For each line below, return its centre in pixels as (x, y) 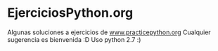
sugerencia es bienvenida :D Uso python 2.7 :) (74, 39)
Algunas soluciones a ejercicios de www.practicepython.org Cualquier (109, 32)
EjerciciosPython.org (70, 13)
